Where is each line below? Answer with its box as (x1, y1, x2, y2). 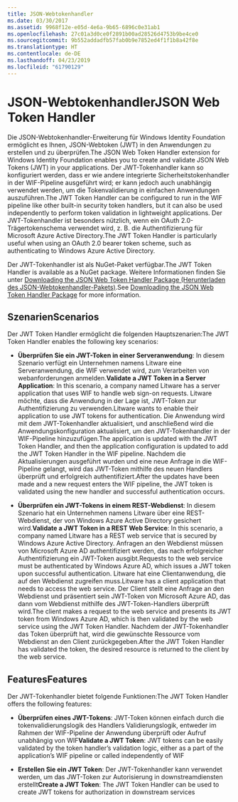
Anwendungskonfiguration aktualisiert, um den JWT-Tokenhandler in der (17, 427, 231, 435)
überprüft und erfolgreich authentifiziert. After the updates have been (17, 472, 220, 481)
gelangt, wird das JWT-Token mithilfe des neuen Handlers (43, 464, 213, 474)
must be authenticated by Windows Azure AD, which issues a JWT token (17, 562, 231, 571)
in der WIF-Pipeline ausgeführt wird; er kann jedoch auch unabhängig (7, 178, 212, 187)
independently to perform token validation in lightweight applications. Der (7, 208, 222, 217)
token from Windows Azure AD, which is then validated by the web (17, 615, 213, 623)
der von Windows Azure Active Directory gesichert (52, 516, 202, 525)
